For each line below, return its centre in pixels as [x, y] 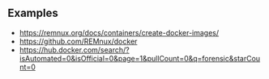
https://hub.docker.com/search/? [75, 50]
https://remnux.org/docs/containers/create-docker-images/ [119, 32]
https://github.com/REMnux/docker [78, 41]
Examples [33, 13]
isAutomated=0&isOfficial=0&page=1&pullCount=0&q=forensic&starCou [140, 58]
